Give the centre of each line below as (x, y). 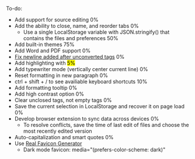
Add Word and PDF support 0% (53, 51)
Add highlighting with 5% (45, 63)
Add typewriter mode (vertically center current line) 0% (81, 69)
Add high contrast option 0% (49, 94)
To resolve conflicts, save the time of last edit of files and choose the (106, 125)
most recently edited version (58, 131)
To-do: (14, 8)
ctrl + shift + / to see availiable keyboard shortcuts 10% (81, 82)
